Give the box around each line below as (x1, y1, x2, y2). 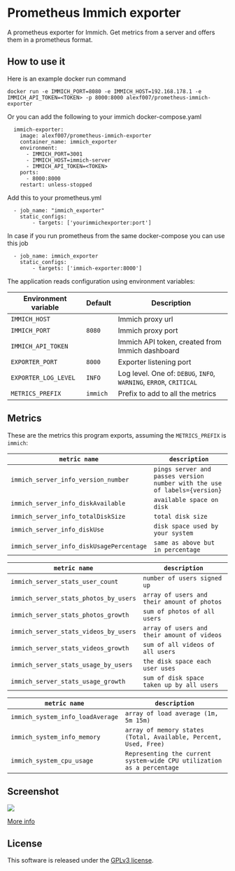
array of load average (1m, (124, 709, 219, 717)
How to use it (7, 56, 66, 68)
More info (7, 817, 36, 825)
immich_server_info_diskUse (10, 525, 104, 534)
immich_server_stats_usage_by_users (10, 660, 133, 669)
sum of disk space (143, 674, 204, 682)
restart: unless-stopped (20, 181, 92, 188)
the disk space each (143, 657, 211, 665)
